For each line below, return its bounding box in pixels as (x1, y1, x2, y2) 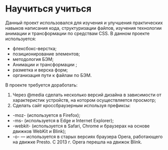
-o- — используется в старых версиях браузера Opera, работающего (12, 133, 163, 139)
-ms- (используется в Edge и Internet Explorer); (12, 117, 114, 123)
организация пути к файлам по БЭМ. (12, 72, 92, 78)
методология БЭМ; (12, 56, 54, 62)
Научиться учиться (5, 3, 92, 15)
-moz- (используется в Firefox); (12, 112, 81, 118)
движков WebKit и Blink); (12, 128, 67, 134)
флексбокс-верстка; (12, 45, 57, 51)
